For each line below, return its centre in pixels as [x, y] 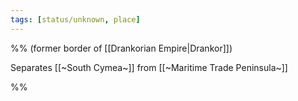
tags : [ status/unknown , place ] [75, 19]
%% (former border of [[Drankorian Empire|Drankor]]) [121, 48]
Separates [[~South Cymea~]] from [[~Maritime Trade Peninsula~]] [149, 67]
